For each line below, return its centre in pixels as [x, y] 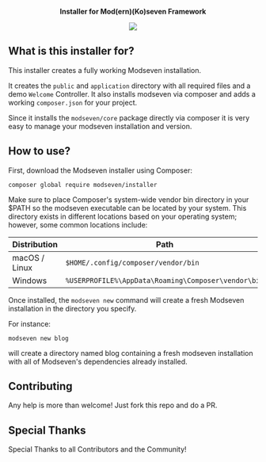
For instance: [30, 323]
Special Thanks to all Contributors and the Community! [98, 449]
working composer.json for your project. [73, 102]
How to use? [40, 151]
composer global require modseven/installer [83, 185]
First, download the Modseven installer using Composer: [100, 170]
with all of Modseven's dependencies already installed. [98, 361]
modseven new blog [38, 338]
